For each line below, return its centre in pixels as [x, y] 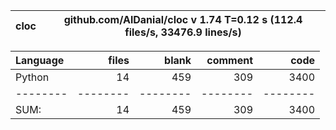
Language [40, 60]
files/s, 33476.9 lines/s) [183, 32]
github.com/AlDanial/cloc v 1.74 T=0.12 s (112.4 [183, 19]
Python [32, 77]
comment [229, 60]
